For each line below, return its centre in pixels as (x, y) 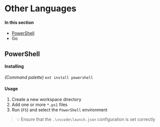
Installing (14, 66)
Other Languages (40, 9)
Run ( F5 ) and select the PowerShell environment (60, 110)
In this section (19, 22)
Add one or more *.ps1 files (40, 105)
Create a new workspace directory (46, 100)
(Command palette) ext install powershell (49, 77)
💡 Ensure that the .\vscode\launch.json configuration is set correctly (86, 119)
